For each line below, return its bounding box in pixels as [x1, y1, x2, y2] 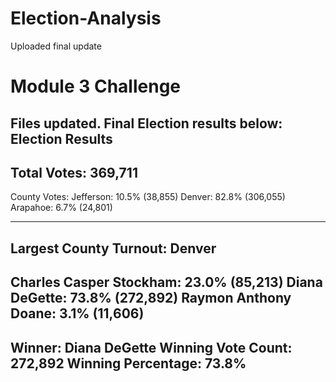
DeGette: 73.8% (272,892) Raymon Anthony [10, 290, 292, 307]
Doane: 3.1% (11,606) [10, 305, 145, 322]
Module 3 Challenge [10, 75, 182, 98]
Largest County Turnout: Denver [10, 240, 217, 257]
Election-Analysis [10, 7, 162, 30]
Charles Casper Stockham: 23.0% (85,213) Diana [10, 274, 323, 291]
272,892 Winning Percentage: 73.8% [10, 355, 247, 372]
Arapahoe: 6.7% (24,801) [10, 202, 113, 214]
